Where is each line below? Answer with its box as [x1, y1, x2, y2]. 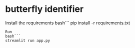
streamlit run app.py [5, 38, 50, 43]
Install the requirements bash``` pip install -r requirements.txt [5, 20, 130, 26]
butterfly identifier [5, 3, 84, 15]
